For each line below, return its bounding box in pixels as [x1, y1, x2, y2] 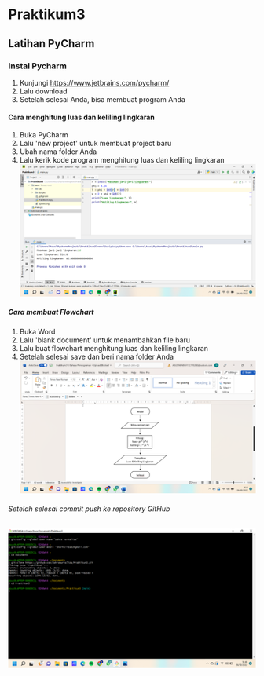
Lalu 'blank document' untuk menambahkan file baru [19, 335, 191, 345]
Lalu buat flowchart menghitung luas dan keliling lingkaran [19, 344, 209, 353]
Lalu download [19, 86, 68, 96]
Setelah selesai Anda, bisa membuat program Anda [19, 94, 186, 104]
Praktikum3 [8, 5, 86, 24]
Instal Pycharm [8, 60, 67, 71]
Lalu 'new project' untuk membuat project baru [19, 139, 172, 148]
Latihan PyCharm [8, 37, 95, 50]
